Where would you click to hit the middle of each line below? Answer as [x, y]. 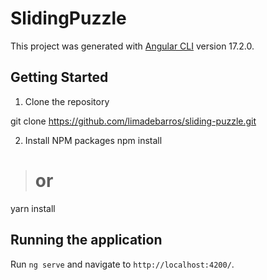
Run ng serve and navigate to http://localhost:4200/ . [122, 264]
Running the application [86, 240]
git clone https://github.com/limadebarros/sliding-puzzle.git [133, 121]
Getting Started [59, 77]
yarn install [33, 208]
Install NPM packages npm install [93, 140]
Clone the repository [67, 101]
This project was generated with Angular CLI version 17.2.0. [132, 46]
